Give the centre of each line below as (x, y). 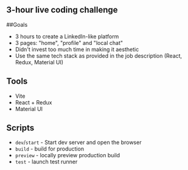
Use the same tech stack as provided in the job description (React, (99, 56)
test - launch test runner (46, 162)
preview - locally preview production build (68, 155)
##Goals (17, 24)
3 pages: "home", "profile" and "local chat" (69, 42)
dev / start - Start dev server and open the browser (78, 143)
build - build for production (49, 149)
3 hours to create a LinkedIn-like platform (67, 36)
